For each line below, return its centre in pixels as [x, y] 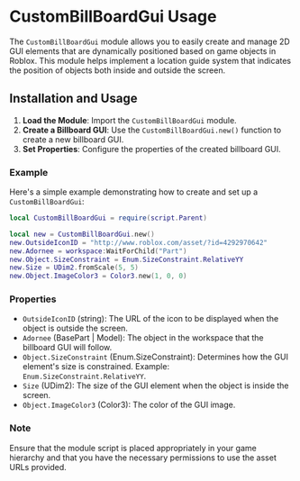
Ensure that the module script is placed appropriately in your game [133, 448]
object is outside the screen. [75, 328]
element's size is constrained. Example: [95, 367]
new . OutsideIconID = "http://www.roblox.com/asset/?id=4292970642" [139, 242]
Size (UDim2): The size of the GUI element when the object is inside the [156, 386]
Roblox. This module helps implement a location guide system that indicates [150, 60]
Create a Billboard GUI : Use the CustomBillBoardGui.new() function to [152, 130]
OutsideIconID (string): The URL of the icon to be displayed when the [150, 319]
